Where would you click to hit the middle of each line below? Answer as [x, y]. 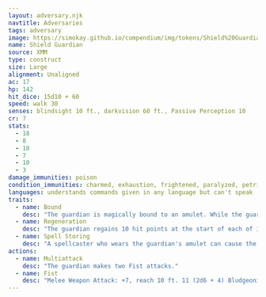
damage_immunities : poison [53, 178]
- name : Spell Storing [53, 237]
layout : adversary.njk [46, 15]
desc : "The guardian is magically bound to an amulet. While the [133, 215]
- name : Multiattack [49, 258]
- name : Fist [37, 273]
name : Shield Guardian [46, 45]
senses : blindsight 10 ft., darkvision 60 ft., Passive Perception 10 [127, 112]
